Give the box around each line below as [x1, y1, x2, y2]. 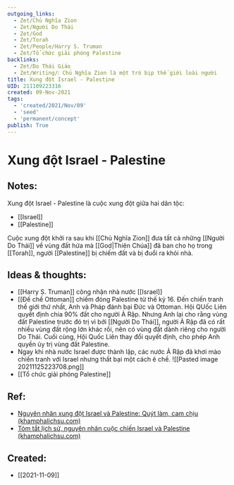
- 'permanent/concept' [13, 115, 80, 122]
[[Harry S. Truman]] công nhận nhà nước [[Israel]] [17, 288, 163, 296]
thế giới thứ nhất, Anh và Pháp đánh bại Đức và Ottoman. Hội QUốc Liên [17, 302, 227, 311]
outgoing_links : [7, 10, 55, 18]
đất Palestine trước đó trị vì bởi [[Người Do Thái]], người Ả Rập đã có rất [17, 318, 226, 326]
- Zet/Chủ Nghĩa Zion [13, 17, 78, 24]
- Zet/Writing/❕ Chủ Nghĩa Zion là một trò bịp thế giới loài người [13, 69, 217, 76]
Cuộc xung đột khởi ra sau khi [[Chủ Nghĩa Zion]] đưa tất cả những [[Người [7, 233, 225, 242]
